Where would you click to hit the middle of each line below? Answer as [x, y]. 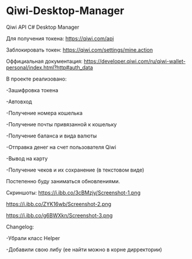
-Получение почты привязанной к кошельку [61, 124]
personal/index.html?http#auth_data [49, 67]
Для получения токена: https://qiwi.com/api [60, 38]
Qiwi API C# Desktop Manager [43, 27]
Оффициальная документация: [44, 61]
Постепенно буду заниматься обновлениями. [63, 181]
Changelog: [20, 227]
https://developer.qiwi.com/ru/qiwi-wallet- [135, 61]
